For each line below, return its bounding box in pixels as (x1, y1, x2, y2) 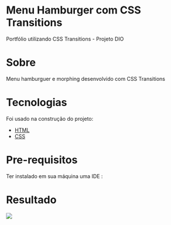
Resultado (6, 193, 57, 206)
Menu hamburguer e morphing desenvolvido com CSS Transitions (6, 75, 166, 82)
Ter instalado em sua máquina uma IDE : (6, 172, 103, 179)
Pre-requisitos (6, 154, 78, 166)
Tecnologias (6, 96, 67, 109)
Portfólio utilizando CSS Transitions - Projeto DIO (6, 35, 124, 42)
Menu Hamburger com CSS (6, 4, 142, 17)
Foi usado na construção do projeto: (6, 115, 94, 122)
